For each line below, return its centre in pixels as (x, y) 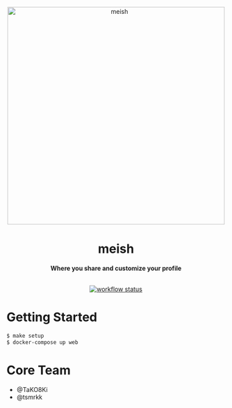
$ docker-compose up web (42, 342)
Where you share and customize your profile (116, 268)
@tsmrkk (30, 397)
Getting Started (52, 317)
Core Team (39, 370)
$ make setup (25, 336)
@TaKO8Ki (32, 389)
